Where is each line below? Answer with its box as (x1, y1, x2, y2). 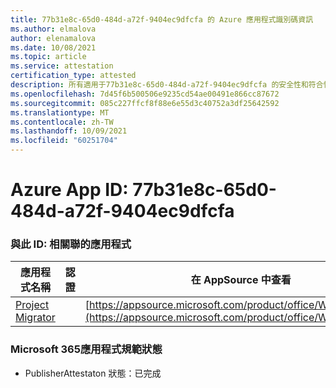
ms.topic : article (10, 52, 87, 62)
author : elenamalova (10, 33, 97, 43)
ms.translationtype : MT (10, 107, 110, 118)
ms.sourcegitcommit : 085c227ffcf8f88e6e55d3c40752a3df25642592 (10, 98, 280, 108)
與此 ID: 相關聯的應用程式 (10, 237, 132, 251)
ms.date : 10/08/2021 (10, 42, 97, 53)
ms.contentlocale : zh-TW (10, 117, 114, 127)
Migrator (15, 311, 56, 325)
